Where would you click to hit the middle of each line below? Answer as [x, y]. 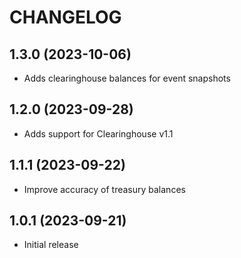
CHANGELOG [65, 17]
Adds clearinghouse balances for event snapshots [127, 78]
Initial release [51, 245]
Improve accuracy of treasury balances [104, 189]
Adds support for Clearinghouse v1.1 [98, 133]
